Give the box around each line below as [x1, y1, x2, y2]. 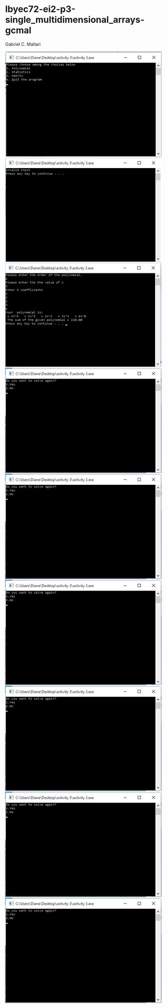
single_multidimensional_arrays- [5, 14, 145, 25]
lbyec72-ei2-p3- [5, 3, 76, 15]
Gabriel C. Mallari [5, 41, 41, 47]
